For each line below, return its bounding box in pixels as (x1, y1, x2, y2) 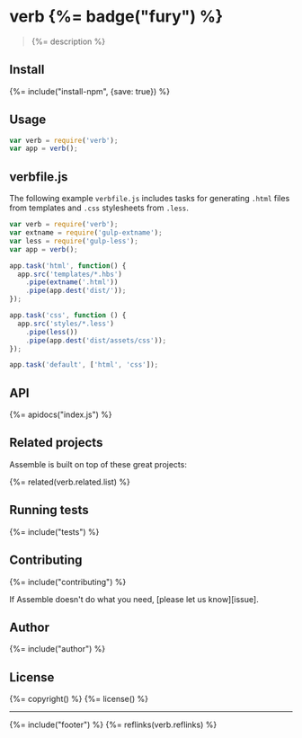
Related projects (9, 435, 103, 450)
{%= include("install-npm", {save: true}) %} (9, 85, 171, 96)
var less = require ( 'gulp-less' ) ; (9, 236, 139, 245)
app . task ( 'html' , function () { (9, 261, 127, 271)
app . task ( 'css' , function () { (9, 311, 127, 320)
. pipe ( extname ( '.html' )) (25, 278, 119, 287)
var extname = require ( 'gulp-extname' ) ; (9, 228, 164, 237)
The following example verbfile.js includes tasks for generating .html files (9, 193, 290, 204)
